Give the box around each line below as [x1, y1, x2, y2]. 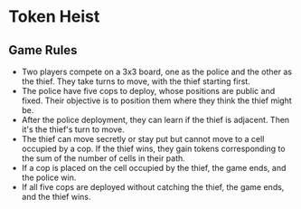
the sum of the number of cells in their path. [21, 153, 186, 164]
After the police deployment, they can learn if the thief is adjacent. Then [21, 115, 290, 125]
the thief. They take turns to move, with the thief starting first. [21, 76, 250, 87]
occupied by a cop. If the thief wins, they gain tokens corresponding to [21, 143, 286, 154]
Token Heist [8, 6, 100, 27]
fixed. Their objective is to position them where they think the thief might [21, 95, 293, 106]
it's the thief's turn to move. [21, 124, 125, 135]
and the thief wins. [21, 192, 91, 202]
